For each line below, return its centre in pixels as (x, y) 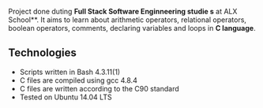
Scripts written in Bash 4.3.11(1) (70, 72)
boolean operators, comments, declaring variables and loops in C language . (132, 28)
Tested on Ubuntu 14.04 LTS (66, 97)
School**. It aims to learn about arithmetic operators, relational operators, (128, 20)
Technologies (43, 53)
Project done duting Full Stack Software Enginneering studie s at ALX (123, 11)
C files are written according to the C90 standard (99, 88)
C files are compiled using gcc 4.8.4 (79, 80)
